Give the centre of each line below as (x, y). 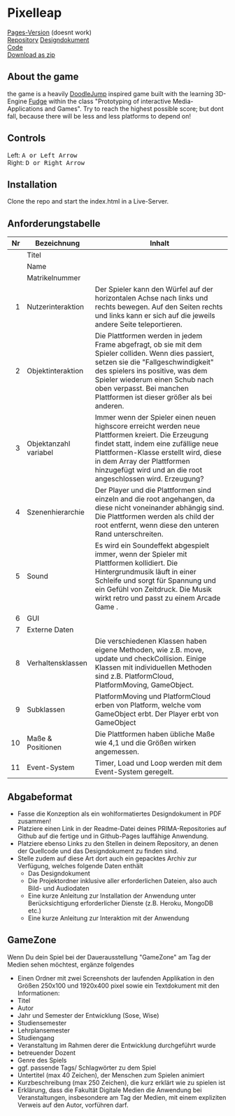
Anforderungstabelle (54, 224)
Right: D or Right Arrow (46, 162)
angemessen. (117, 752)
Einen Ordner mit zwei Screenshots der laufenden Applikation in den (116, 978)
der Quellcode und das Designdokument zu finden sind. (98, 851)
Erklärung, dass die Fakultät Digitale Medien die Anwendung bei (109, 1090)
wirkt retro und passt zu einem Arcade (158, 598)
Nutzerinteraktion (56, 307)
